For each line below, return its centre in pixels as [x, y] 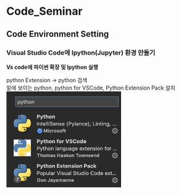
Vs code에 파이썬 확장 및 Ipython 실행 [52, 67]
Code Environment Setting [57, 34]
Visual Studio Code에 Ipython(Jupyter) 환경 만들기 [81, 52]
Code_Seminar [44, 11]
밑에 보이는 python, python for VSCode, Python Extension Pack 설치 [91, 88]
